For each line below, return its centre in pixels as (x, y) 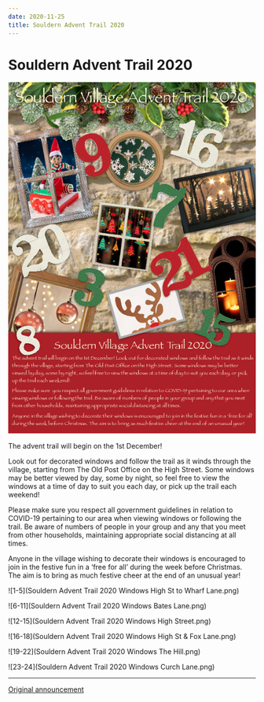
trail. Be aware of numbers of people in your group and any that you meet (127, 526)
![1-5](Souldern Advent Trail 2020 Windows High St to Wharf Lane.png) (124, 590)
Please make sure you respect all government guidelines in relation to (121, 510)
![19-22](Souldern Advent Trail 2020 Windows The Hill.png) (104, 651)
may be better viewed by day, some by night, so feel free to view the (119, 478)
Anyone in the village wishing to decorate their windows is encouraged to (127, 558)
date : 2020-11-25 (37, 17)
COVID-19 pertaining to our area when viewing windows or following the (125, 518)
